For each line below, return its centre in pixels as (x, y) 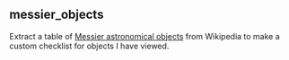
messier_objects (57, 15)
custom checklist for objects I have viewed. (89, 46)
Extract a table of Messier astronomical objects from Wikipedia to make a (144, 36)
